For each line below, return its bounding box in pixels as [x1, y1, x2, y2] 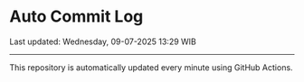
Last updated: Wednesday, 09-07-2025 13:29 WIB [9, 36, 197, 47]
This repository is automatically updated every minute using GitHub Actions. [9, 61, 293, 73]
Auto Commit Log [9, 6, 144, 27]
